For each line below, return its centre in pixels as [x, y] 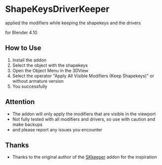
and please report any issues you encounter [57, 129]
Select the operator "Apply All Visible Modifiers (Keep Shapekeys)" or [83, 76]
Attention [20, 102]
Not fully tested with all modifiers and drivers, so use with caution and [83, 119]
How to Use [23, 48]
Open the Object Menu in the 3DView [50, 70]
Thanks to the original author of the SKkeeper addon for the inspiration [84, 157]
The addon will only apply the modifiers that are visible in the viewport [84, 114]
